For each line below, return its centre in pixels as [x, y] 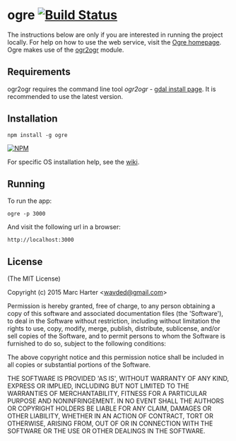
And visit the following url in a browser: [64, 227]
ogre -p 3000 [26, 214]
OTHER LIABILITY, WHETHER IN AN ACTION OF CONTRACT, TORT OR [110, 416]
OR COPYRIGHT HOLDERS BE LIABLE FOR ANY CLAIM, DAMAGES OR [110, 408]
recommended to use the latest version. [65, 96]
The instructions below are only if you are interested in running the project [115, 35]
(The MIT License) [34, 278]
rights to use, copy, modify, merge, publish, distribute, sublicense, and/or [114, 329]
